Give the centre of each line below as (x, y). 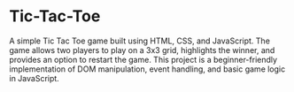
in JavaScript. (34, 78)
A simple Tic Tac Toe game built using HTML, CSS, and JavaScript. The (139, 41)
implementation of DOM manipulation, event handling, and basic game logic (147, 69)
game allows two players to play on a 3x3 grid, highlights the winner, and (142, 50)
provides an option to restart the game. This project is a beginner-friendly (143, 59)
